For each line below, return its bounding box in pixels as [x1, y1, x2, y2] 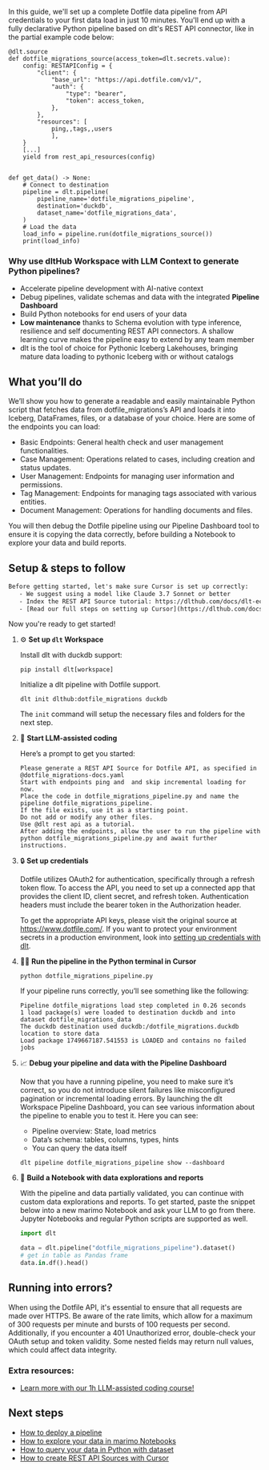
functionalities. [19, 446, 70, 456]
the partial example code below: [8, 32, 114, 42]
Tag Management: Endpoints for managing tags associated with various [19, 489, 257, 498]
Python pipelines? [8, 265, 80, 276]
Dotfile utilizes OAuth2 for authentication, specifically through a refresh [19, 875, 255, 884]
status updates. [19, 463, 72, 473]
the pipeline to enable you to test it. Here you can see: [19, 1111, 199, 1121]
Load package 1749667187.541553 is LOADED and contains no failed [19, 1037, 247, 1045]
